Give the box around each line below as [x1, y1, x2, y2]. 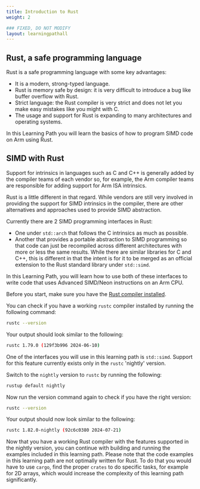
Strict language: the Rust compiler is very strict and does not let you [14, 99, 182, 106]
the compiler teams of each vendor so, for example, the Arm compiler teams [6, 176, 194, 183]
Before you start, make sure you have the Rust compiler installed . [6, 290, 167, 297]
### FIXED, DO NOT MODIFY [6, 25, 70, 31]
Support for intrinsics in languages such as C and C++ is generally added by [6, 169, 194, 176]
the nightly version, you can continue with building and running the [6, 444, 171, 451]
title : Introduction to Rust [6, 8, 79, 15]
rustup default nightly [6, 383, 66, 389]
